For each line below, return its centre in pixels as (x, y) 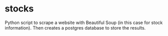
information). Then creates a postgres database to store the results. (75, 27)
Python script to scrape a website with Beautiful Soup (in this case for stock (84, 22)
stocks (19, 9)
